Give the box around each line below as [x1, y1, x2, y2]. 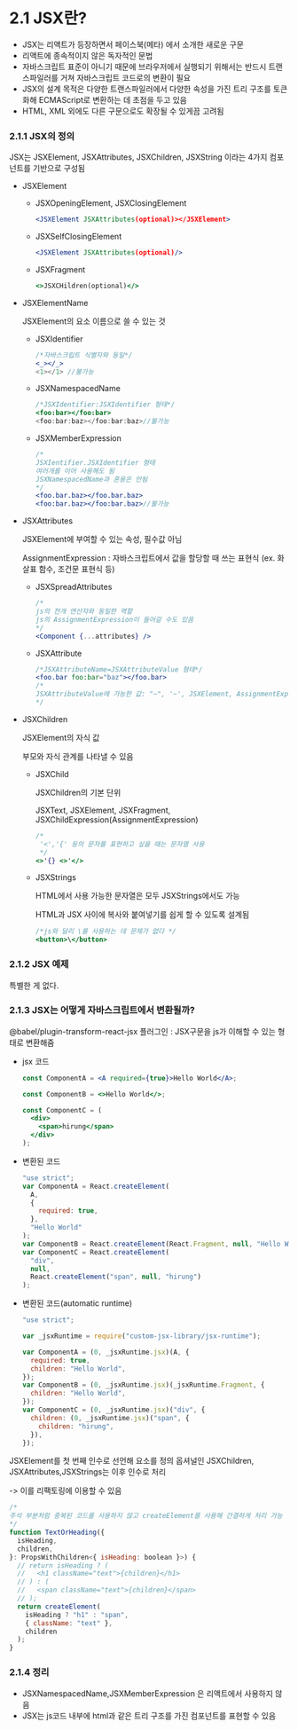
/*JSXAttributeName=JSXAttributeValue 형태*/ [35, 664, 203, 674]
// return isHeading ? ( [17, 1561, 109, 1570]
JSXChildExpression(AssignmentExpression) [35, 814, 199, 825]
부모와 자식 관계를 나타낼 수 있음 [21, 751, 134, 761]
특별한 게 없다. [9, 979, 59, 990]
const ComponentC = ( [21, 1105, 102, 1114]
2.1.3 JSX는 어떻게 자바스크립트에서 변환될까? [9, 1004, 195, 1017]
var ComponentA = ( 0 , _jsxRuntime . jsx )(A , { [21, 1348, 190, 1356]
